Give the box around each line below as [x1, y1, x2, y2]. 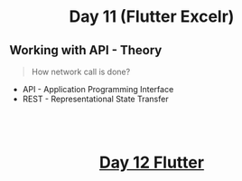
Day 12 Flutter [98, 152, 205, 173]
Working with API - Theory [9, 43, 163, 58]
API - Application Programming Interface [22, 84, 174, 94]
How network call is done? [31, 66, 131, 77]
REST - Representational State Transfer [22, 93, 169, 104]
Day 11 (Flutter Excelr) [69, 6, 235, 27]
